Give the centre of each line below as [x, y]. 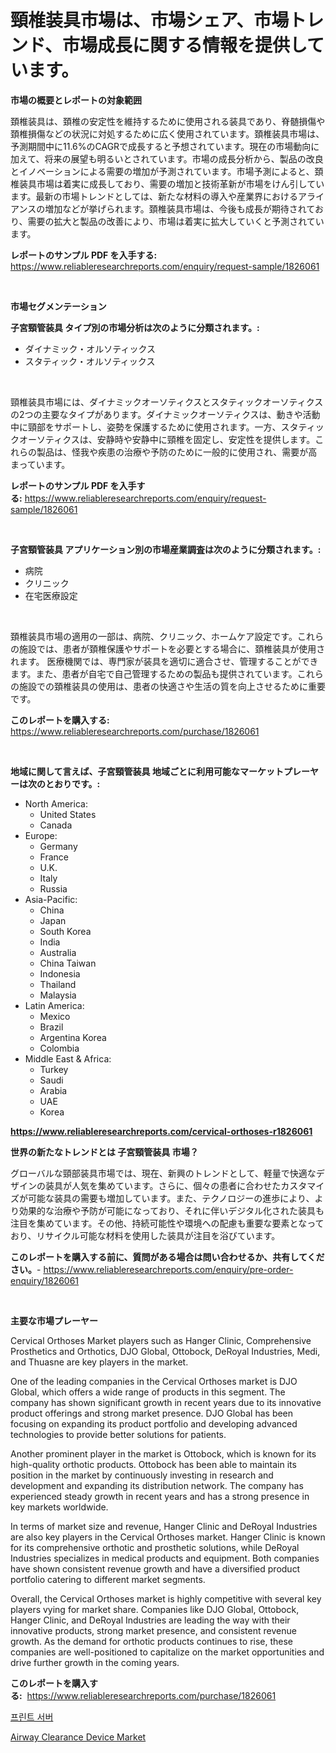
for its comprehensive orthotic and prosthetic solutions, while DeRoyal [155, 1547]
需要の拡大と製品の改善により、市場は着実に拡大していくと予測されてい [176, 221]
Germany [58, 846]
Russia [53, 888]
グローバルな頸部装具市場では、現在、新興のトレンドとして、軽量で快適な [163, 1173]
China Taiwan [68, 963]
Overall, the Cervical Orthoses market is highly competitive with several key [166, 1598]
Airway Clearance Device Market [78, 1737]
